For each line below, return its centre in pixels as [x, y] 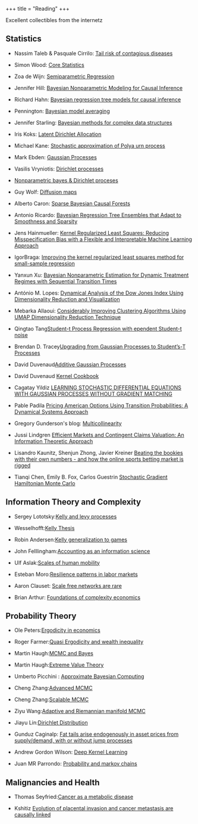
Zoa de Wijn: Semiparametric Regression [64, 76]
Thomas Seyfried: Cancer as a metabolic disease [74, 797]
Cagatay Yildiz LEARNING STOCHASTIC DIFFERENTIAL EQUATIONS [98, 388]
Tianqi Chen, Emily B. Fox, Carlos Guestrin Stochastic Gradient [91, 477]
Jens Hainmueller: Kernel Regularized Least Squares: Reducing [92, 233]
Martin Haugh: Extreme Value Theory [59, 665]
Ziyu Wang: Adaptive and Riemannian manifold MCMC [80, 711]
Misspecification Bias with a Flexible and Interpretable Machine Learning [103, 239]
